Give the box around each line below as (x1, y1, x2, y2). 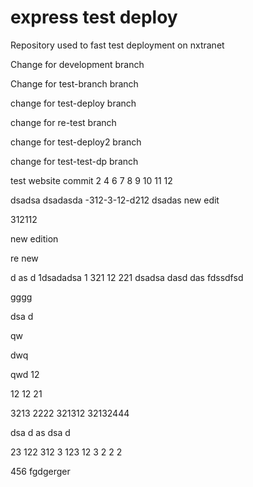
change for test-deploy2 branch (10, 136, 142, 148)
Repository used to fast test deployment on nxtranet (10, 39, 225, 51)
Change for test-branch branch (10, 77, 139, 90)
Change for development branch (10, 58, 145, 70)
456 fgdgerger (10, 465, 71, 477)
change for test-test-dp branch (10, 155, 139, 167)
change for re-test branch (10, 116, 117, 128)
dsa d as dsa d (10, 426, 71, 438)
